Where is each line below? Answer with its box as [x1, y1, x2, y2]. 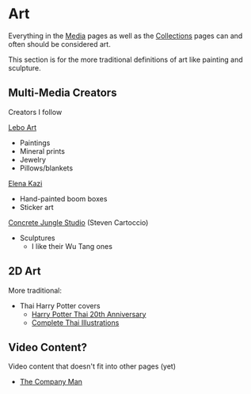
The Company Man [19, 377, 83, 387]
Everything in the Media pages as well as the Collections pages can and [8, 31, 243, 40]
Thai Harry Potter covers [19, 300, 101, 310]
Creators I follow [8, 107, 63, 117]
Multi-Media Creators [8, 86, 117, 100]
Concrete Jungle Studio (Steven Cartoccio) [8, 217, 149, 227]
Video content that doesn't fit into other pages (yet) [8, 361, 177, 371]
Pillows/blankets [19, 163, 74, 173]
